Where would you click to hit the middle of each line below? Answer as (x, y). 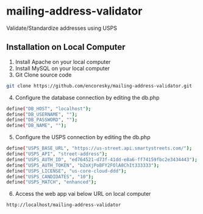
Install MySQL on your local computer (62, 68)
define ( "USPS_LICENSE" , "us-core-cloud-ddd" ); (66, 171)
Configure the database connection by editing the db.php (87, 97)
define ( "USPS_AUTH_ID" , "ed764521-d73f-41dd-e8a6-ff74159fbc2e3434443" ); (102, 159)
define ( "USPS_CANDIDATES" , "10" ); (50, 177)
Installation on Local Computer (66, 47)
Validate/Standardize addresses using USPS (62, 28)
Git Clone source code (43, 75)
